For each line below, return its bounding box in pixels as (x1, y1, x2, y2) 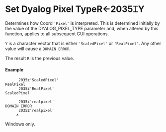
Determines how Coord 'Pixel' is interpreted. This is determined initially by (5, 20, 160, 26)
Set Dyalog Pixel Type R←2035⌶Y (5, 3, 145, 15)
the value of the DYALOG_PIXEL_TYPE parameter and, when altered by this (5, 25, 159, 31)
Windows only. (5, 121, 36, 127)
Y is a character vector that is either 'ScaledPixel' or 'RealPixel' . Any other (5, 40, 162, 46)
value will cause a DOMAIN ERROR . (5, 46, 71, 52)
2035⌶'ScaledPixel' (18, 78, 59, 83)
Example (5, 66, 24, 72)
